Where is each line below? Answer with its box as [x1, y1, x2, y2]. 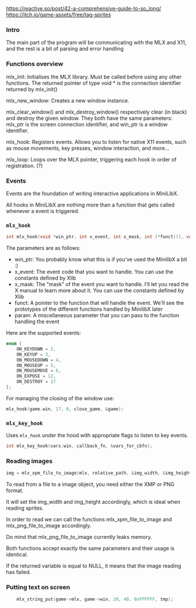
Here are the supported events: [6, 329, 82, 336]
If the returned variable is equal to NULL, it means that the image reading [6, 562, 181, 569]
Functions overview [6, 60, 64, 68]
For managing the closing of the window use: [6, 394, 115, 401]
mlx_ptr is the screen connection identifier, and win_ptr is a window [6, 121, 168, 128]
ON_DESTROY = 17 [16, 379, 57, 385]
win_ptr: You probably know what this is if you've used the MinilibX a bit [14, 256, 187, 263]
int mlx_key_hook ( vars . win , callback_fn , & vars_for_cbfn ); [6, 443, 153, 449]
